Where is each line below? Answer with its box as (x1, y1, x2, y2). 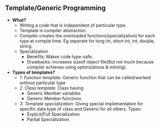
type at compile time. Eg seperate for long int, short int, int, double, (19, 38, 155, 44)
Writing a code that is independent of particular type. (19, 22, 127, 28)
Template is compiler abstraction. (19, 27, 87, 33)
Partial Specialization (27, 116, 70, 122)
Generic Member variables (27, 90, 81, 96)
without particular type (19, 80, 66, 86)
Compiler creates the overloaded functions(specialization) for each (19, 32, 156, 38)
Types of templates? (12, 69, 55, 75)
